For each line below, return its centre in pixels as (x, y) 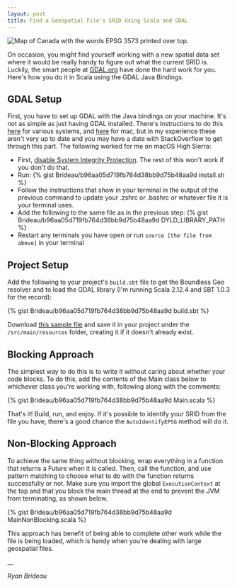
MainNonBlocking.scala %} (47, 519)
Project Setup (38, 265)
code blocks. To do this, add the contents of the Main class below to (107, 379)
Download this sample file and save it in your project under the (98, 325)
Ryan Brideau (27, 576)
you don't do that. (44, 168)
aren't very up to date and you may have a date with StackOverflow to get (115, 139)
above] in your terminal (51, 243)
